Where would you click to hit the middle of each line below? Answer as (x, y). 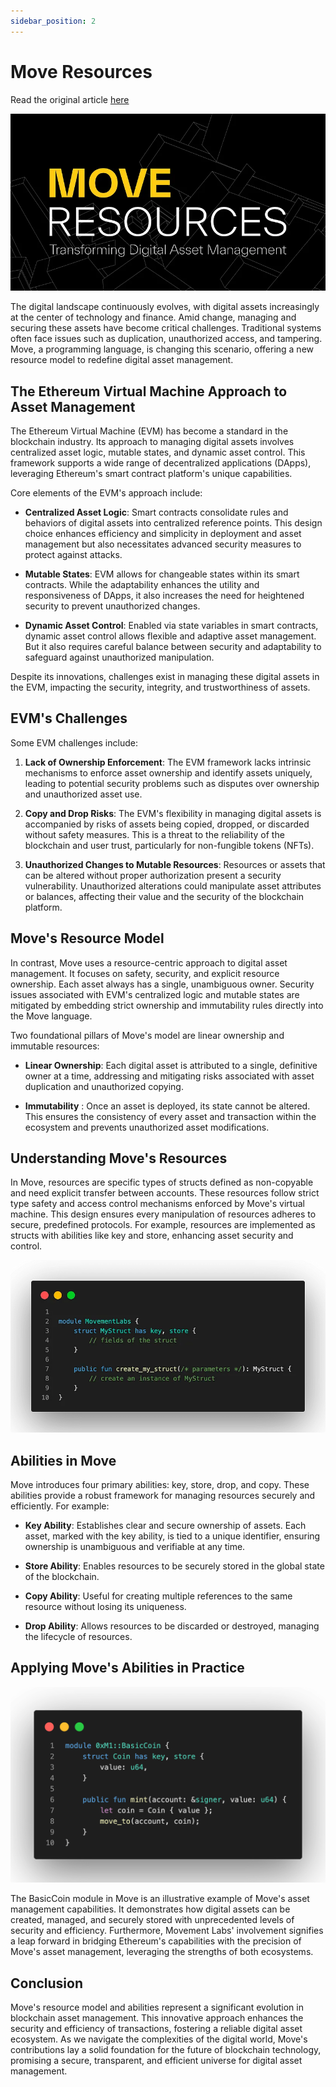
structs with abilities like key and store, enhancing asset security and (152, 1236)
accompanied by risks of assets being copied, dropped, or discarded (167, 824)
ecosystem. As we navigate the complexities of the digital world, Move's (159, 2039)
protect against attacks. (73, 555)
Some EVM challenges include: (74, 742)
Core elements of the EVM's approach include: (106, 493)
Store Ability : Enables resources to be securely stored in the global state (174, 1566)
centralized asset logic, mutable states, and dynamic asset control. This (158, 452)
